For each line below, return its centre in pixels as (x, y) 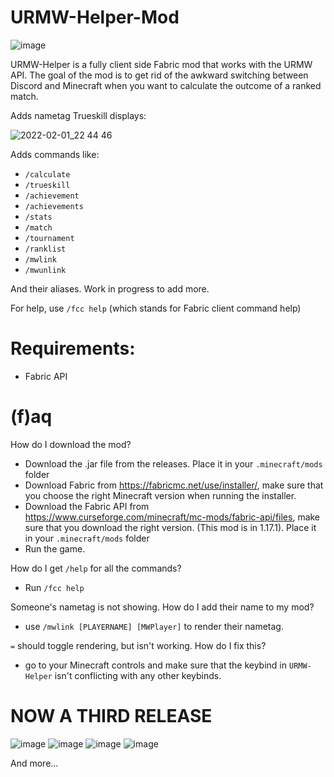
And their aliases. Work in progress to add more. (110, 288)
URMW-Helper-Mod (95, 17)
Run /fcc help (54, 587)
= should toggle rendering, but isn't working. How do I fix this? (138, 645)
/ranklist (45, 249)
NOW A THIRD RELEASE (111, 716)
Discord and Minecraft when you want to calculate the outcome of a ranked (166, 85)
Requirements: (73, 348)
